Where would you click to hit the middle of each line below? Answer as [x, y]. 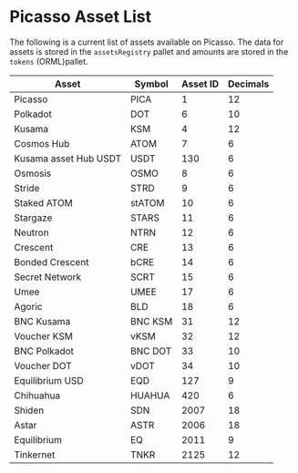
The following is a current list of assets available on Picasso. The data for [147, 42]
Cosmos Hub [42, 143]
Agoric [28, 306]
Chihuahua [37, 396]
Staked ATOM [43, 202]
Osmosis [33, 173]
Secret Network [48, 277]
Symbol [151, 84]
